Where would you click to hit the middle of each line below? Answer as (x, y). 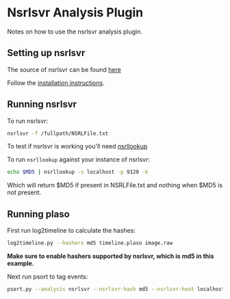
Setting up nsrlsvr (46, 53)
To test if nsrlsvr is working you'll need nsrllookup (77, 146)
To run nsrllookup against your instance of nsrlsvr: (79, 159)
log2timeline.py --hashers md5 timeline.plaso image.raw (90, 243)
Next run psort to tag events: (48, 276)
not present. (24, 192)
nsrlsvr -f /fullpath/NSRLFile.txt (58, 133)
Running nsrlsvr (42, 104)
